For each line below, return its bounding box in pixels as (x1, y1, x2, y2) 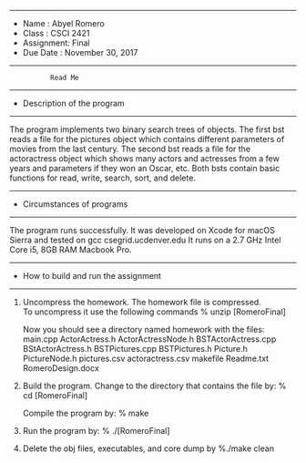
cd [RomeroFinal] (22, 390, 88, 401)
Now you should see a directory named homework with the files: (22, 324, 265, 334)
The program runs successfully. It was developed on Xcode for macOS (9, 225, 276, 235)
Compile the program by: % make (22, 407, 149, 418)
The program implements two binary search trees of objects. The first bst (9, 124, 285, 135)
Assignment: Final (22, 37, 90, 48)
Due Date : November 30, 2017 (22, 47, 138, 57)
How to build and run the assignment (22, 271, 162, 281)
